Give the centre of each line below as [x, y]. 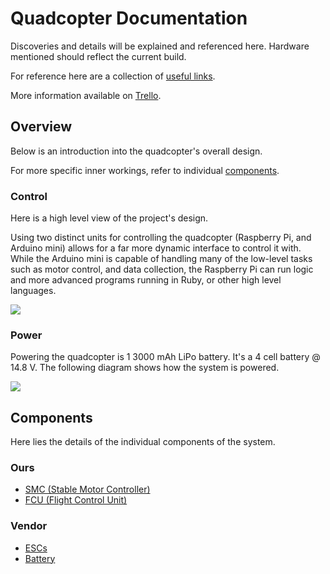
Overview [41, 127]
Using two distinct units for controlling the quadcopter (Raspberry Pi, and [161, 238]
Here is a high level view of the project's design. [109, 218]
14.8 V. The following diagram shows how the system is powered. [145, 368]
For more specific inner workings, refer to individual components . [145, 170]
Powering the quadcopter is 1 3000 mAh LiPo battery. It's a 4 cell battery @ [165, 357]
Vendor [29, 526]
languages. [33, 291]
